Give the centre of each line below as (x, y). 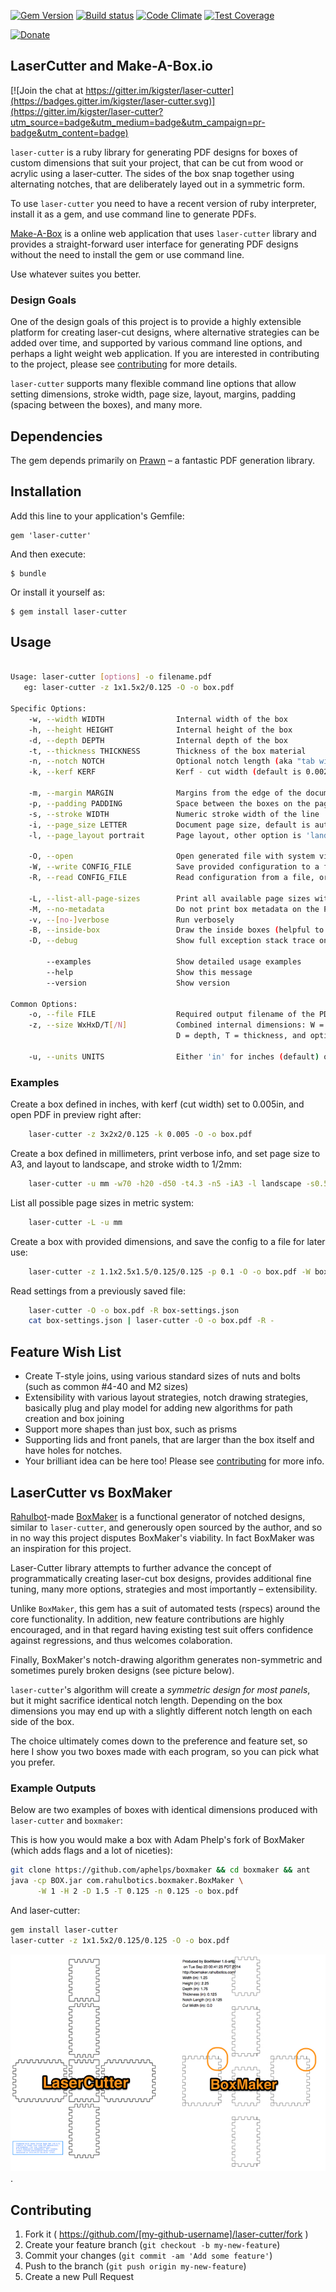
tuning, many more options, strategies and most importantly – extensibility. (164, 1589)
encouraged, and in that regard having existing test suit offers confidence (162, 1629)
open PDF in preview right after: (76, 1115)
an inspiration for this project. (71, 1548)
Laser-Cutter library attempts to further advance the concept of (141, 1567)
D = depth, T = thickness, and (241, 1036)
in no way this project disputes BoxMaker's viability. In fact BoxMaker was (162, 1537)
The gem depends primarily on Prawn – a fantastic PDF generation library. (162, 460)
